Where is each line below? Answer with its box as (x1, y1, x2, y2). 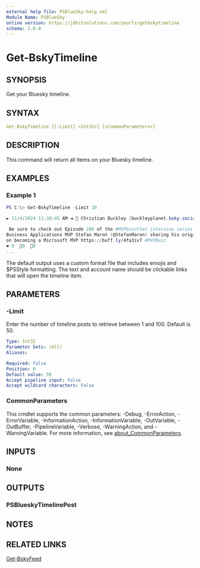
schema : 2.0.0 (6, 25, 42, 32)
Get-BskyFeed (6, 555, 42, 563)
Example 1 (6, 192, 36, 200)
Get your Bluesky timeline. (6, 91, 71, 98)
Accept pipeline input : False (6, 377, 82, 383)
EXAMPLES (6, 174, 49, 184)
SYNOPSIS (6, 75, 47, 85)
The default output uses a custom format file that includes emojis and (6, 259, 177, 266)
